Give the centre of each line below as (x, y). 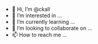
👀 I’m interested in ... (37, 15)
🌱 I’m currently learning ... (43, 22)
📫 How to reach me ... (39, 35)
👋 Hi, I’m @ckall (31, 9)
